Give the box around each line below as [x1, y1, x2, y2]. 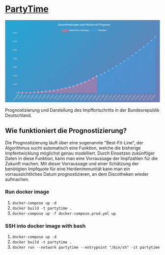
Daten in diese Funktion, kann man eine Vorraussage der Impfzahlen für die [5, 155, 158, 161]
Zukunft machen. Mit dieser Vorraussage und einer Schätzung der [5, 160, 139, 166]
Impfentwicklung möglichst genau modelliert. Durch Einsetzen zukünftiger [5, 150, 155, 156]
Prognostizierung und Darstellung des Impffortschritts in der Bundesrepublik [5, 107, 160, 113]
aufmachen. [5, 176, 29, 182]
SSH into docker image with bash [5, 223, 86, 229]
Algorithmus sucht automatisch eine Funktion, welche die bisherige [5, 145, 141, 151]
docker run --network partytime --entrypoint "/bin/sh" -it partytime [12, 245, 160, 250]
